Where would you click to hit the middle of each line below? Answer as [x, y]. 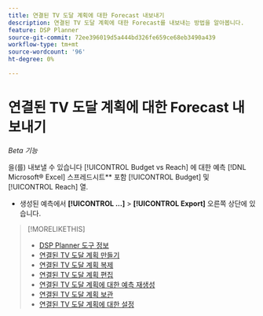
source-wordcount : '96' [47, 52]
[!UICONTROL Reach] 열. [48, 186]
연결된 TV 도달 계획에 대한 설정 [87, 304]
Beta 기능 [23, 150]
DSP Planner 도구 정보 [74, 245]
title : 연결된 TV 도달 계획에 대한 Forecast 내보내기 [86, 15]
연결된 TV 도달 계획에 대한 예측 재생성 [97, 285]
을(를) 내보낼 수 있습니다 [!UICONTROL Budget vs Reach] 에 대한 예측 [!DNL [127, 167]
